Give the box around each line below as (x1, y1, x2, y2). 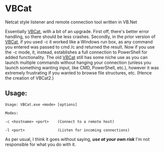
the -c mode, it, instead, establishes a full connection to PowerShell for (5, 49, 148, 55)
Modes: (5, 111, 19, 115)
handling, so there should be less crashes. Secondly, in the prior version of (5, 34, 156, 39)
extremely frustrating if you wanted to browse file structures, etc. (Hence (5, 70, 152, 76)
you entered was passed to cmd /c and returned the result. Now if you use (5, 44, 155, 50)
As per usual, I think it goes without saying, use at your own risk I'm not (5, 136, 150, 142)
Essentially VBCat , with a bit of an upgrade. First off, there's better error (5, 28, 149, 34)
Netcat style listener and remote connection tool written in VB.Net (5, 19, 138, 25)
